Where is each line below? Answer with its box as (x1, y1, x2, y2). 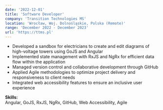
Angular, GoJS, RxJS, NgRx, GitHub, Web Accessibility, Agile (5, 100, 127, 105)
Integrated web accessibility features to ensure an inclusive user (12, 80, 143, 86)
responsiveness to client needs (12, 74, 75, 80)
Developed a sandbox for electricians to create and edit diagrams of (12, 44, 150, 49)
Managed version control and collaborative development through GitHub (12, 64, 159, 70)
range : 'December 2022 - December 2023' (5, 25, 89, 30)
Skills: (5, 94, 18, 100)
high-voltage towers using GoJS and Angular (12, 48, 103, 54)
